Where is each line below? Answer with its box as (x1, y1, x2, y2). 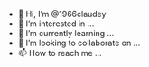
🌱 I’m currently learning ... (17, 28, 115, 38)
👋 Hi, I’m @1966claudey (17, 9, 107, 19)
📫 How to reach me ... (17, 48, 102, 58)
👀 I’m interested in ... (17, 18, 95, 29)
